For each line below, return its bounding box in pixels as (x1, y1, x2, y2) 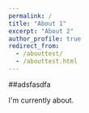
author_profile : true (8, 34, 82, 43)
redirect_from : (8, 42, 60, 50)
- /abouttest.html (15, 58, 78, 66)
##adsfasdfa (8, 79, 51, 89)
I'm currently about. (8, 95, 74, 105)
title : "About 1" (8, 20, 67, 28)
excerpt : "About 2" (8, 27, 74, 35)
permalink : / (8, 11, 53, 20)
